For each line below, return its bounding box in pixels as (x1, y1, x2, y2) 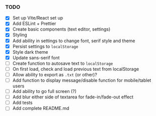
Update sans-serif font (12, 54, 60, 61)
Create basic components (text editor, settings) (12, 26, 111, 32)
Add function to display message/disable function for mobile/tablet (12, 77, 151, 83)
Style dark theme (12, 49, 49, 55)
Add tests (12, 99, 33, 106)
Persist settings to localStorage (12, 43, 79, 49)
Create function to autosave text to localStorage (12, 60, 113, 66)
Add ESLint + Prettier (12, 21, 56, 27)
